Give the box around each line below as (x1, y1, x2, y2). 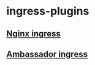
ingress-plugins (6, 4, 89, 18)
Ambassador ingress (6, 49, 88, 59)
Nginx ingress (6, 29, 61, 39)
